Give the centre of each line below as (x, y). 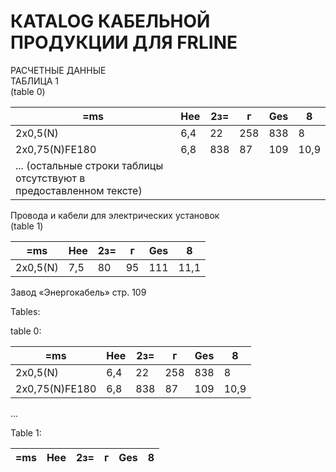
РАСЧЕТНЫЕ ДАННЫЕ (58, 70)
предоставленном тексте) (79, 190)
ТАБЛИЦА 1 (34, 81)
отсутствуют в (50, 178)
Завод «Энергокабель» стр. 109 (78, 292)
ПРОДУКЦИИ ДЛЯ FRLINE (124, 42)
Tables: (25, 311)
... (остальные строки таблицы (89, 165)
